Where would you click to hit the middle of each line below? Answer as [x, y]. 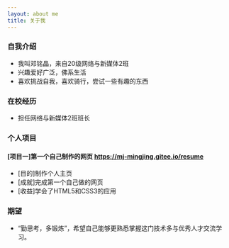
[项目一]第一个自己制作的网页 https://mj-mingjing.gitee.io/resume [106, 156]
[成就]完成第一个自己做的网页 [61, 182]
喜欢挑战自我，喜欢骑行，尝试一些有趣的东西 [83, 81]
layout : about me [33, 14]
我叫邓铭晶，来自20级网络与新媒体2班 [73, 63]
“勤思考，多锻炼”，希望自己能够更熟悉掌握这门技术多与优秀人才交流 [117, 228]
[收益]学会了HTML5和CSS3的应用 [67, 191]
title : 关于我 [27, 21]
